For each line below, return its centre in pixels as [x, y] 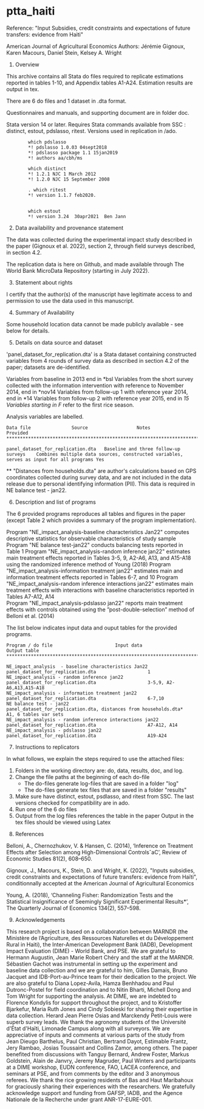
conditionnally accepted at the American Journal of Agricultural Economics [100, 883]
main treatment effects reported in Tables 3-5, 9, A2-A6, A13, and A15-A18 [99, 558]
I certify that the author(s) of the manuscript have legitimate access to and [99, 294]
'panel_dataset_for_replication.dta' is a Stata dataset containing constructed [101, 354]
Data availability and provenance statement [69, 228]
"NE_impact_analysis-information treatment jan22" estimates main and [95, 571]
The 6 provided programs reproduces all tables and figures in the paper [96, 513]
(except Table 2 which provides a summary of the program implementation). [101, 520]
